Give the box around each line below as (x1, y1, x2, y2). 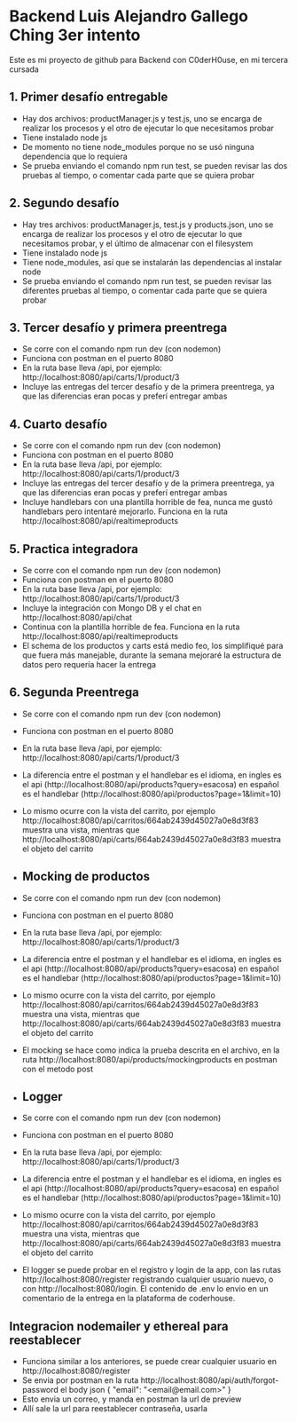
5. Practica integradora (9, 541, 139, 557)
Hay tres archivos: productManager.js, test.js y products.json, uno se (21, 219, 274, 230)
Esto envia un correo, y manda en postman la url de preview (21, 1394, 242, 1404)
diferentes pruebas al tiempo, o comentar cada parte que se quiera (21, 285, 268, 296)
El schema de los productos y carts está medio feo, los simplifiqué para (21, 641, 284, 651)
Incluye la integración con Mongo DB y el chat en (21, 603, 202, 613)
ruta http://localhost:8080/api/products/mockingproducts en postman (21, 1054, 277, 1064)
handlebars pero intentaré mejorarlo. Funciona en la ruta (21, 506, 229, 517)
